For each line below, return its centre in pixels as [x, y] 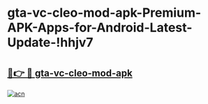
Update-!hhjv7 [50, 43]
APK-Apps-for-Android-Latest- [100, 28]
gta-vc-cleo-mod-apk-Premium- [104, 13]
